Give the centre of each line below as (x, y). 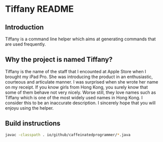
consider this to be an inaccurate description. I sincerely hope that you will (80, 103)
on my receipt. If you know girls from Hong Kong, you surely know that (77, 87)
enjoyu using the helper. (29, 108)
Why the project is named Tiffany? (59, 60)
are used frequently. (26, 44)
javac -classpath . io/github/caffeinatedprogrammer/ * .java (68, 135)
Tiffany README (40, 9)
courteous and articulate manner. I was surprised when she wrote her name (82, 82)
